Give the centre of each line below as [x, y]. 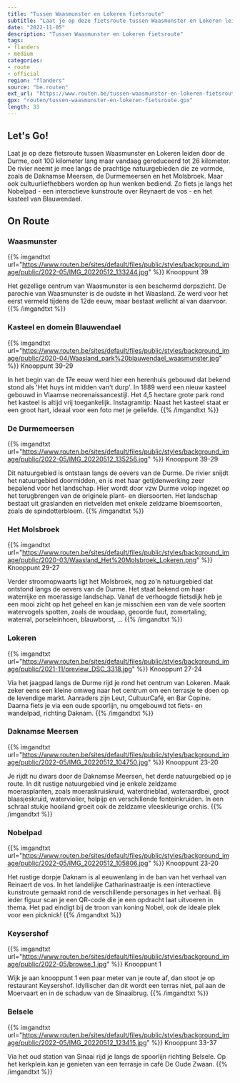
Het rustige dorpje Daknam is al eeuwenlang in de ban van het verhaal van [117, 877]
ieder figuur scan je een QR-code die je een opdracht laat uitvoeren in [110, 900]
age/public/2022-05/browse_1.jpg [57, 964]
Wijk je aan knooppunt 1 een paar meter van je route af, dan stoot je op [111, 978]
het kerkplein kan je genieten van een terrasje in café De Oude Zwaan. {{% [117, 1064]
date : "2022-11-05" [36, 27]
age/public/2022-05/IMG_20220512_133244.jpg [78, 272]
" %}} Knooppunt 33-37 [181, 1042]
